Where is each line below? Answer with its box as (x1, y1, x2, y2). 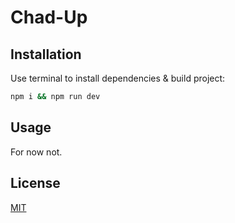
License (10, 175, 61, 192)
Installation (10, 46, 82, 63)
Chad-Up (10, 6, 88, 29)
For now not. (10, 146, 63, 158)
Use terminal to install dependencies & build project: (10, 72, 226, 84)
